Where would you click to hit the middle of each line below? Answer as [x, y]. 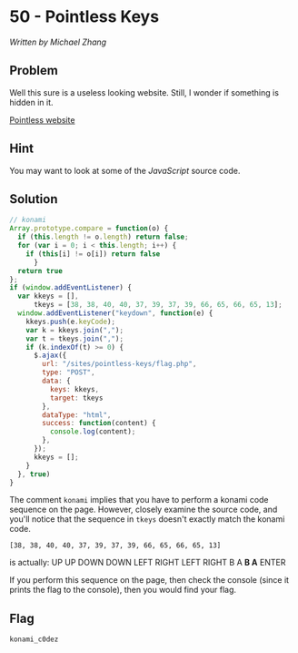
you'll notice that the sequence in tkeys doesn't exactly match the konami [147, 519]
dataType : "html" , [77, 415]
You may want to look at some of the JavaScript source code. [125, 170]
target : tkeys [76, 398]
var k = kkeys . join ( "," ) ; [75, 330]
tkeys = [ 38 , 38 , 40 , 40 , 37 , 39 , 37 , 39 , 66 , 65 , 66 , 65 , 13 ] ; [158, 305]
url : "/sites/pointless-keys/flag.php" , [119, 364]
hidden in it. [31, 102]
